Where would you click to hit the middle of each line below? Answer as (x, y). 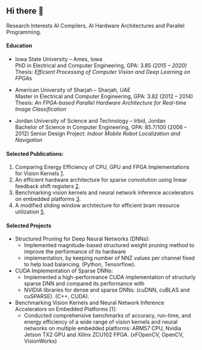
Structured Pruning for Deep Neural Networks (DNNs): (82, 239)
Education (19, 46)
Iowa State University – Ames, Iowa (59, 59)
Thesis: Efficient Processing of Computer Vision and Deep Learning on (103, 72)
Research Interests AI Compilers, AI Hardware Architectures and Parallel (96, 25)
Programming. (24, 32)
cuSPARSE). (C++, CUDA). (57, 296)
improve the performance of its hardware (75, 252)
